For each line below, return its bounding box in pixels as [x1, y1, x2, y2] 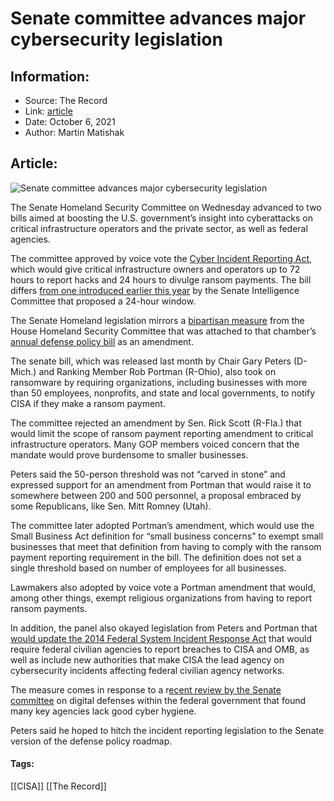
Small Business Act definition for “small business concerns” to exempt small [10, 530, 324, 542]
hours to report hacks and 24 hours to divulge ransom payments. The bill [10, 273, 312, 286]
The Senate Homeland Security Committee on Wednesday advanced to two [10, 201, 322, 213]
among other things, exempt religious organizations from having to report [10, 592, 312, 604]
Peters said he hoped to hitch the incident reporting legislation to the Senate [10, 724, 325, 736]
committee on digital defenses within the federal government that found [10, 694, 307, 706]
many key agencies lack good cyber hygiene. [10, 705, 197, 717]
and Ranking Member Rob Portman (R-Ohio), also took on [38, 365, 277, 377]
